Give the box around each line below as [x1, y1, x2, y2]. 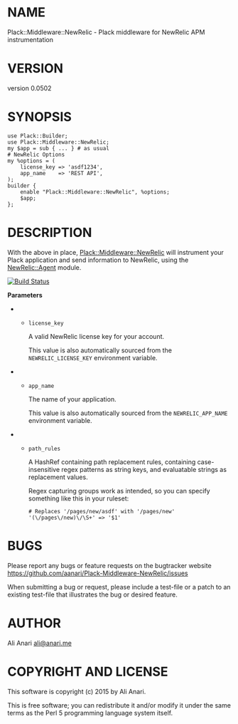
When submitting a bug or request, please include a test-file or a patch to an [7, 582, 231, 591]
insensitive [28, 465, 60, 473]
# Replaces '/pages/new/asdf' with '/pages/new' [28, 508, 175, 515]
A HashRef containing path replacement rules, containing [28, 457, 196, 466]
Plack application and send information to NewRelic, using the [7, 256, 189, 264]
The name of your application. [28, 394, 117, 403]
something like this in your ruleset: [28, 494, 129, 503]
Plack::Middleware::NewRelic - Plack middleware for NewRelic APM [7, 28, 205, 36]
